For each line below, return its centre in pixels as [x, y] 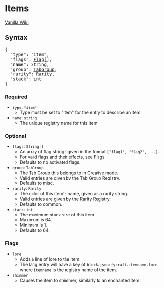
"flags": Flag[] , [31, 59]
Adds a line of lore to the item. [50, 259]
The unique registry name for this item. [59, 123]
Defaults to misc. [37, 183]
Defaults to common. [41, 204]
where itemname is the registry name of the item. [68, 270]
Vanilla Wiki [17, 22]
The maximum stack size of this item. [57, 215]
